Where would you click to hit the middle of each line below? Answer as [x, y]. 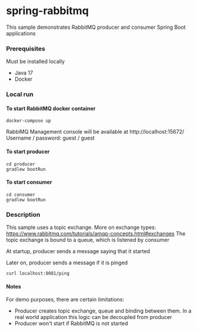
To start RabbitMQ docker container [51, 108]
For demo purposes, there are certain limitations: [65, 300]
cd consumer [21, 195]
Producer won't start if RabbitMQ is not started [71, 323]
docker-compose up [29, 121]
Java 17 [24, 73]
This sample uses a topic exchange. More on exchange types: [81, 227]
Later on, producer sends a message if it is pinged [67, 263]
